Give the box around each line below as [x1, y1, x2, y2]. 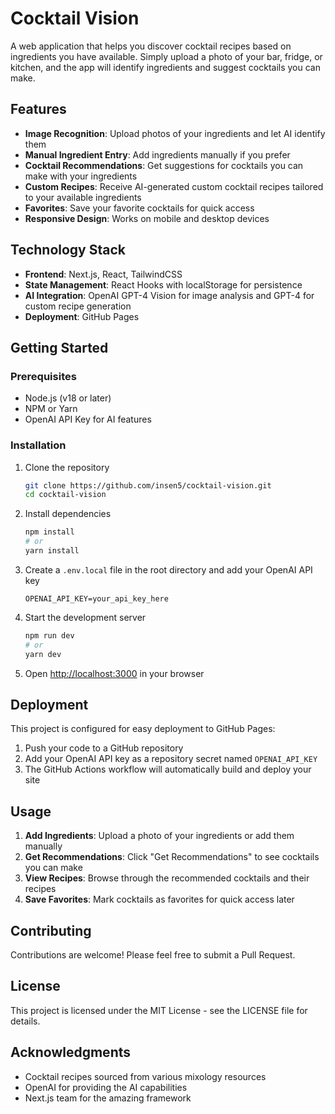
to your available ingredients [24, 191, 142, 203]
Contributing [10, 922, 92, 939]
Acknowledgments [10, 1044, 132, 1061]
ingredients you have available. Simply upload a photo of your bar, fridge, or [10, 50, 323, 62]
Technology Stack [10, 242, 126, 259]
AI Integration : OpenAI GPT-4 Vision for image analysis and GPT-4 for [24, 289, 315, 301]
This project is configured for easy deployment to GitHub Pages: [10, 723, 276, 735]
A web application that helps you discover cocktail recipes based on [10, 40, 292, 52]
